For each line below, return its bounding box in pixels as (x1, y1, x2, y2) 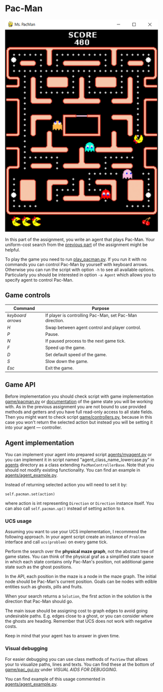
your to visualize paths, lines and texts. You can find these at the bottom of (5, 661, 155, 667)
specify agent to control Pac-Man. (5, 277, 74, 283)
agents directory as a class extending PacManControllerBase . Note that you (5, 462, 154, 468)
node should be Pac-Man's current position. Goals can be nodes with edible (5, 578, 157, 585)
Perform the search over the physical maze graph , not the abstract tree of (5, 549, 154, 555)
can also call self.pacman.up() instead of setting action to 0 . (5, 505, 125, 512)
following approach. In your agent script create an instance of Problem (5, 534, 145, 540)
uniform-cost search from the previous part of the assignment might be (5, 242, 148, 248)
